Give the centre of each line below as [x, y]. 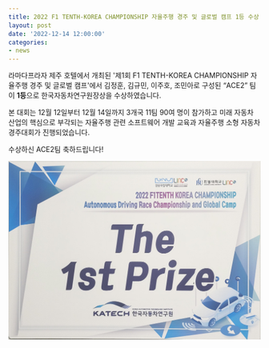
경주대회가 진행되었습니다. [49, 133]
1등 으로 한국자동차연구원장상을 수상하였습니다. [89, 95]
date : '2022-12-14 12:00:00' [57, 34]
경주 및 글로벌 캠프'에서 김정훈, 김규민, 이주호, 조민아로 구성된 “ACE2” [139, 86]
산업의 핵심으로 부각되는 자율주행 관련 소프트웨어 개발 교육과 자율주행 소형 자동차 [134, 122]
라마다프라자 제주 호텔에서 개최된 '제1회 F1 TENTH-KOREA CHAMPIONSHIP [128, 75]
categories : [28, 42]
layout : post [30, 25]
